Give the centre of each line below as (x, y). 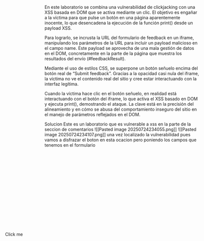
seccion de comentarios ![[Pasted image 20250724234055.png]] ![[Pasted (120, 129)
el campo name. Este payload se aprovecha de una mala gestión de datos (119, 48)
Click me (14, 234)
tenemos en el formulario (70, 145)
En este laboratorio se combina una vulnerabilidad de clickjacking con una (120, 7)
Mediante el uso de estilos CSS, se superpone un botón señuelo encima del (121, 68)
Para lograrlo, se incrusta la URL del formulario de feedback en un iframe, (119, 38)
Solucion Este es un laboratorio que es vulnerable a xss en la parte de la (118, 124)
